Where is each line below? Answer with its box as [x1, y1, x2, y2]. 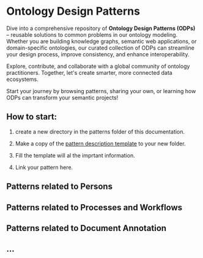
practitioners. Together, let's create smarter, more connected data [6, 69, 172, 76]
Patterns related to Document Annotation [6, 222, 167, 233]
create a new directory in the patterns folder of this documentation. [15, 127, 185, 135]
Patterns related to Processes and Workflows [6, 202, 183, 213]
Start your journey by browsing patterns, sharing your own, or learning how [6, 87, 196, 94]
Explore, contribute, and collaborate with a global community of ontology [6, 63, 190, 70]
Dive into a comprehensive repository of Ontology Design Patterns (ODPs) [6, 25, 196, 32]
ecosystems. [6, 75, 39, 83]
